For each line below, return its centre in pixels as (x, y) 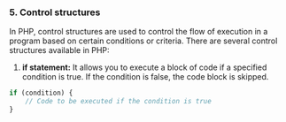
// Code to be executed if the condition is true (119, 102)
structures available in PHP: (59, 50)
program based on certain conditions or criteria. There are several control (143, 41)
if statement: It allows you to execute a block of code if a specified (144, 67)
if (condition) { (41, 93)
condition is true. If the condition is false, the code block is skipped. (145, 77)
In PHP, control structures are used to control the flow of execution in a (139, 32)
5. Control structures (55, 12)
